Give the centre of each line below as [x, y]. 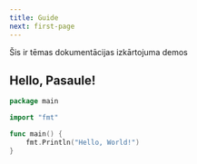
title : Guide [34, 18]
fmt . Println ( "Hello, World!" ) [83, 142]
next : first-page [42, 26]
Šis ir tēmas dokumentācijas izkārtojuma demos [98, 52]
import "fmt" [34, 118]
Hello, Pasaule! [53, 80]
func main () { [36, 134]
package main [34, 101]
